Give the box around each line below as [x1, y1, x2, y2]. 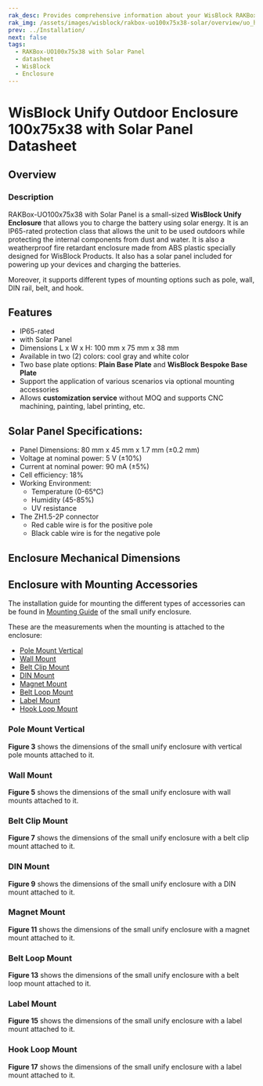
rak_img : [8, 19, 37, 27]
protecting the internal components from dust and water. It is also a [8, 235, 225, 244]
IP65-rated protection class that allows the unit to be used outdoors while [8, 226, 245, 235]
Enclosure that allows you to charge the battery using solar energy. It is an [8, 217, 249, 228]
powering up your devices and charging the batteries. [8, 260, 182, 269]
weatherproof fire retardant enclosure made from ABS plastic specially [8, 242, 236, 252]
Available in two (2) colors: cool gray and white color [19, 352, 189, 361]
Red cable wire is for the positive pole [31, 520, 153, 530]
